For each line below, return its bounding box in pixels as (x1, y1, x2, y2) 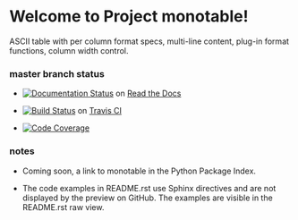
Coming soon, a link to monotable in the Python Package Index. (21, 165, 257, 176)
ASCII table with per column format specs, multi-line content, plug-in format (9, 36, 289, 47)
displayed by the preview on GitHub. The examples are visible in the (21, 192, 273, 203)
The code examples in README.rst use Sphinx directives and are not (21, 182, 277, 193)
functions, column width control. (9, 45, 129, 55)
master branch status (9, 67, 105, 80)
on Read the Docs (115, 88, 182, 99)
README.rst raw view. (21, 201, 105, 212)
